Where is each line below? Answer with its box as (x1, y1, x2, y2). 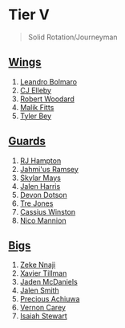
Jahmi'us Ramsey (19, 164, 79, 174)
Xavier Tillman (19, 269, 67, 278)
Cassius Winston (19, 207, 76, 216)
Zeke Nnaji (19, 260, 56, 270)
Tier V (8, 6, 50, 24)
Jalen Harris (19, 181, 61, 191)
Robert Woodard (19, 94, 75, 104)
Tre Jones (19, 199, 54, 208)
